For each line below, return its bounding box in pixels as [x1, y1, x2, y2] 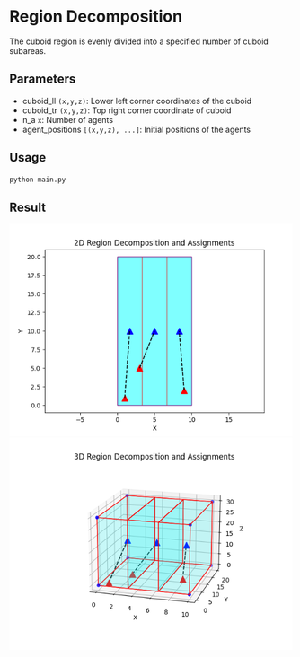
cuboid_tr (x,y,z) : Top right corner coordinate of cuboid [22, 105, 232, 116]
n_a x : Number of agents [22, 114, 114, 125]
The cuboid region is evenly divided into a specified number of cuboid [9, 36, 269, 47]
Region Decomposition [9, 6, 182, 27]
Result [9, 199, 47, 215]
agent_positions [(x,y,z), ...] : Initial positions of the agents [22, 124, 251, 135]
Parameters [9, 72, 76, 87]
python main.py [9, 175, 66, 184]
